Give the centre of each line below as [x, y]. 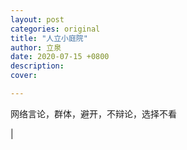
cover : [24, 76]
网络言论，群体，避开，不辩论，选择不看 [93, 113]
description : [37, 66]
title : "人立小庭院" [49, 38]
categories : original [55, 29]
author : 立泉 [36, 47]
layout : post [37, 19]
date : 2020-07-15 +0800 [60, 57]
